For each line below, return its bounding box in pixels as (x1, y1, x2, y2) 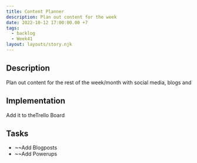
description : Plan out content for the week (6, 14, 117, 20)
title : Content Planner (6, 8, 65, 15)
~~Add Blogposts (14, 144, 58, 151)
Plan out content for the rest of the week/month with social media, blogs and (6, 79, 192, 86)
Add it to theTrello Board (6, 111, 65, 118)
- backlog (11, 31, 35, 36)
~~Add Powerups (14, 151, 58, 158)
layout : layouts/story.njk (6, 42, 72, 48)
